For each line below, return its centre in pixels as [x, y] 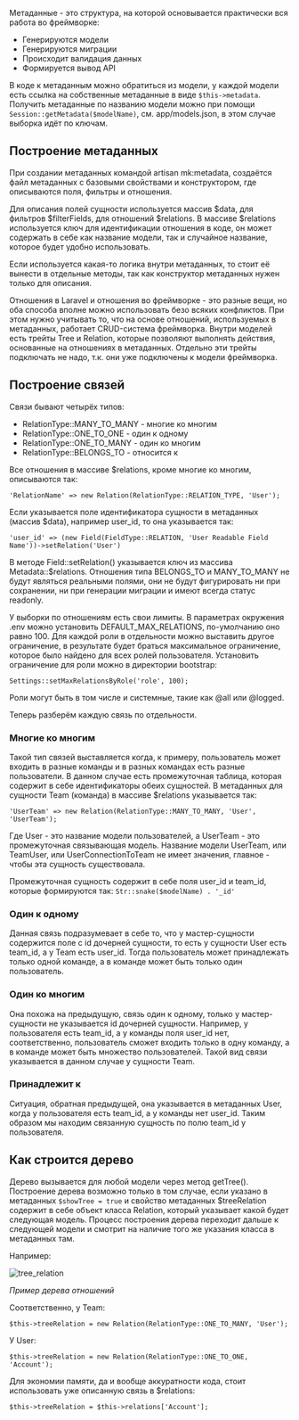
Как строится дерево [72, 1160]
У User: [23, 1340]
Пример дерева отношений [62, 1290]
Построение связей [67, 386]
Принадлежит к [45, 1084]
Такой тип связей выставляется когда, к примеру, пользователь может [145, 757]
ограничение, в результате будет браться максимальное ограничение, [145, 645]
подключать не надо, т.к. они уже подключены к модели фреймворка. [143, 357]
